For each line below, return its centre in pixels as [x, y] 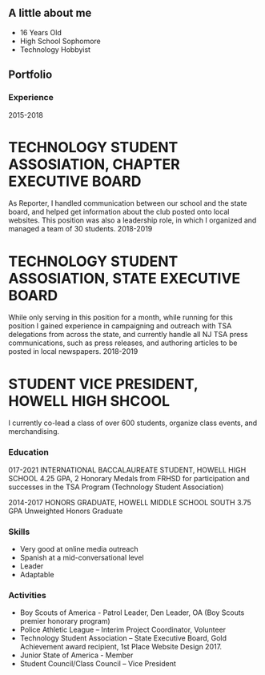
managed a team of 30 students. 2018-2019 [80, 229]
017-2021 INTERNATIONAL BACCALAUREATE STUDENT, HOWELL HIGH [127, 470]
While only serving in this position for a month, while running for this [121, 317]
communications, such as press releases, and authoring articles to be [123, 343]
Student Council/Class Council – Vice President [98, 664]
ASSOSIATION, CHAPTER [94, 164]
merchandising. [34, 432]
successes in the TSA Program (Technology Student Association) [116, 487]
